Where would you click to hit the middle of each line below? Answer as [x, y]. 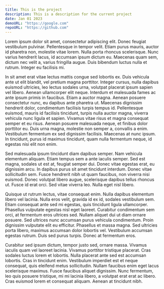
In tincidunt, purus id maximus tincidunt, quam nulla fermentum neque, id [79, 139]
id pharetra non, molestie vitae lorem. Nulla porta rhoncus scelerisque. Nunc [82, 52]
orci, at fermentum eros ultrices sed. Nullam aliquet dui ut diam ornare [76, 215]
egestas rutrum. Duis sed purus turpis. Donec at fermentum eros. [71, 236]
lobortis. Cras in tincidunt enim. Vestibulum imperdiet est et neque [72, 261]
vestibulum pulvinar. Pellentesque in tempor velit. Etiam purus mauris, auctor [82, 47]
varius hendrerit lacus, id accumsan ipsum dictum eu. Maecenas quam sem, [82, 57]
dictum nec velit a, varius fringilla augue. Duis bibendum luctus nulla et [76, 62]
